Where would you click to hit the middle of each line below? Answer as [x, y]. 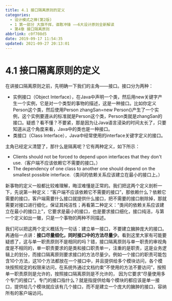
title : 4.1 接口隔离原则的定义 [35, 10]
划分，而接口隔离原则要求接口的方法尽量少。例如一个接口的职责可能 [90, 254]
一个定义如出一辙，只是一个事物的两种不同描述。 [57, 218]
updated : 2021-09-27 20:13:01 [38, 44]
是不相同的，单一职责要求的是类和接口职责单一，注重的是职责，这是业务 [86, 248]
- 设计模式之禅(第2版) [31, 20]
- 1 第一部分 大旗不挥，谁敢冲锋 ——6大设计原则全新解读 [62, 24]
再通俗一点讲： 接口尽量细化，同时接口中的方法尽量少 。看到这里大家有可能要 [86, 235]
